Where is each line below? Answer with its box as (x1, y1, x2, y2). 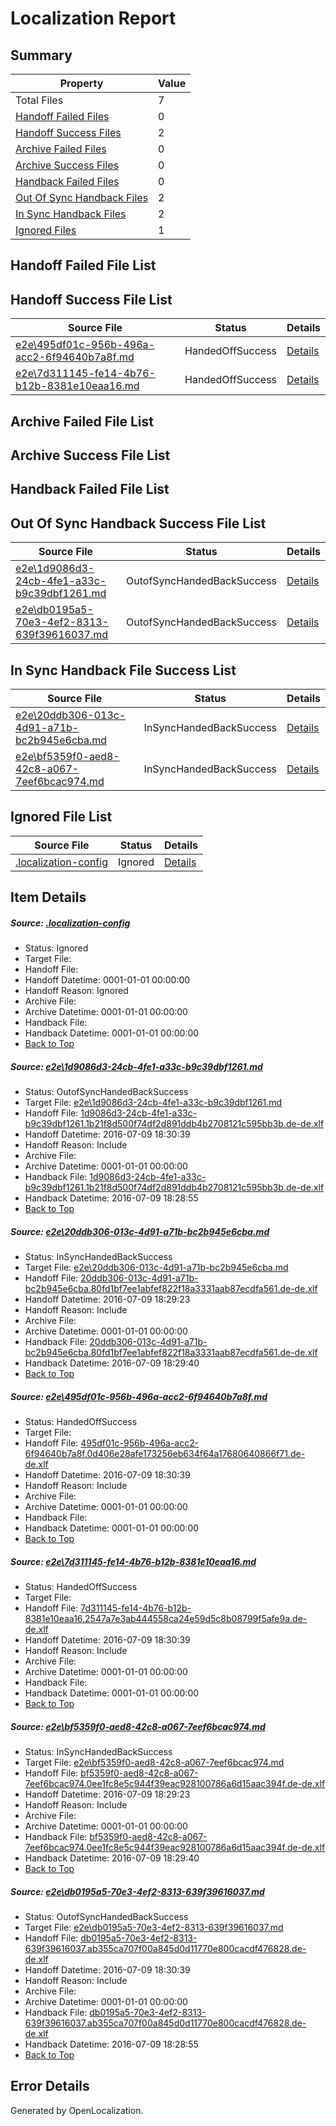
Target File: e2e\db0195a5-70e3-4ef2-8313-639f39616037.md (24, 1921, 284, 1933)
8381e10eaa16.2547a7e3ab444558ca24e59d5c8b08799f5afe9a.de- (24, 1613, 308, 1625)
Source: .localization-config (10, 917, 131, 929)
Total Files (15, 93, 64, 107)
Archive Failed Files (15, 142, 107, 156)
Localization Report (10, 7, 177, 30)
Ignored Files (15, 223, 77, 237)
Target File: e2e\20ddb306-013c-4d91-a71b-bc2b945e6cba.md (24, 1262, 289, 1274)
